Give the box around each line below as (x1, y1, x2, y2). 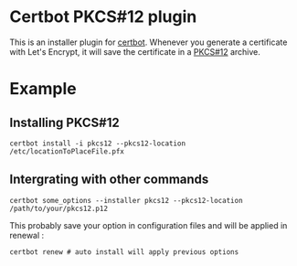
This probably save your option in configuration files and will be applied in (9, 219, 288, 230)
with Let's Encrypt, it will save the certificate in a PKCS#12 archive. (9, 46, 260, 57)
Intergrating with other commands (9, 172, 209, 187)
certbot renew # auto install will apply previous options (9, 247, 239, 257)
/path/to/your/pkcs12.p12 (9, 204, 108, 213)
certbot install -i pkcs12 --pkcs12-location (9, 139, 186, 148)
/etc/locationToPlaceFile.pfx (9, 146, 125, 156)
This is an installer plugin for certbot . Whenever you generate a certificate (9, 37, 288, 48)
